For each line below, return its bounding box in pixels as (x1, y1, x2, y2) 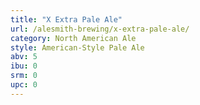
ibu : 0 (10, 61, 38, 71)
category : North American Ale (10, 33, 137, 43)
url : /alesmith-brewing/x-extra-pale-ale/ (10, 24, 190, 34)
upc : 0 (10, 80, 38, 90)
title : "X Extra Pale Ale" (10, 14, 123, 25)
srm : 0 (10, 71, 38, 81)
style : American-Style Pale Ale (10, 42, 145, 53)
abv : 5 (10, 52, 38, 62)
